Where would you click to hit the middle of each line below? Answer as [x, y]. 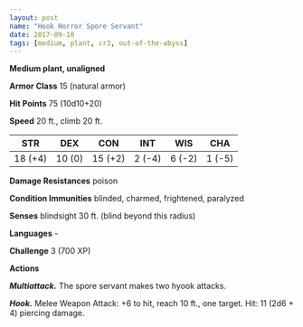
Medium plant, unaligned [57, 69]
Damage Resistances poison [64, 181]
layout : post [34, 18]
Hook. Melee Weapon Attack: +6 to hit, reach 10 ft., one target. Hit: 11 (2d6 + [151, 304]
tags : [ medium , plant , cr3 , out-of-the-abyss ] [99, 43]
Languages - [34, 234]
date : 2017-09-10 [42, 34]
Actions [24, 268]
